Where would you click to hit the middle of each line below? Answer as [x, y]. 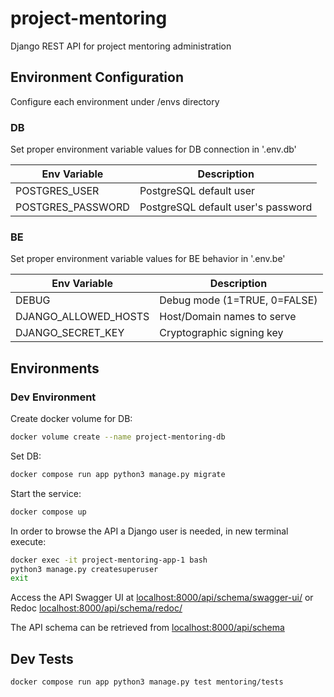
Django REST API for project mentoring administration [121, 46]
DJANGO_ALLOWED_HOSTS [82, 317]
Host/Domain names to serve [228, 317]
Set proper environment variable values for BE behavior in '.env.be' [148, 259]
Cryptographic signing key [221, 333]
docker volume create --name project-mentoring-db [118, 437]
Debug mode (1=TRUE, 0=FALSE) [238, 300]
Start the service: [46, 493]
